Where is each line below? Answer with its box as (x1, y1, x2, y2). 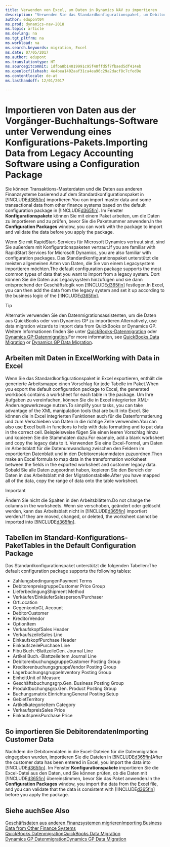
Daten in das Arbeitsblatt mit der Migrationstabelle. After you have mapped (5, 472, 160, 478)
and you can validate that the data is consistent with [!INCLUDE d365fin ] (5, 786, 155, 792)
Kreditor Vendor (12, 615, 45, 621)
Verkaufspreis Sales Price (12, 707, 65, 713)
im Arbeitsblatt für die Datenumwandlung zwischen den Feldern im (5, 445, 145, 451)
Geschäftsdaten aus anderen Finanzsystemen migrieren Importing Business (5, 820, 162, 826)
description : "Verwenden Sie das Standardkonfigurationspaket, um (5, 12, 148, 17)
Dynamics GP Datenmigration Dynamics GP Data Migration (5, 836, 126, 842)
